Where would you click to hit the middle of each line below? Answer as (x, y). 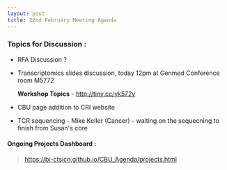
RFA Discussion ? (42, 59)
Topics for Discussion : (47, 44)
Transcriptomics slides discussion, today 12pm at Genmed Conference (119, 73)
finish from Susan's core (53, 128)
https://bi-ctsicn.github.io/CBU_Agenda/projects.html (101, 159)
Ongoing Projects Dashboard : (52, 144)
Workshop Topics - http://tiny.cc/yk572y (76, 94)
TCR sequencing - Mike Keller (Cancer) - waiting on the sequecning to (118, 120)
